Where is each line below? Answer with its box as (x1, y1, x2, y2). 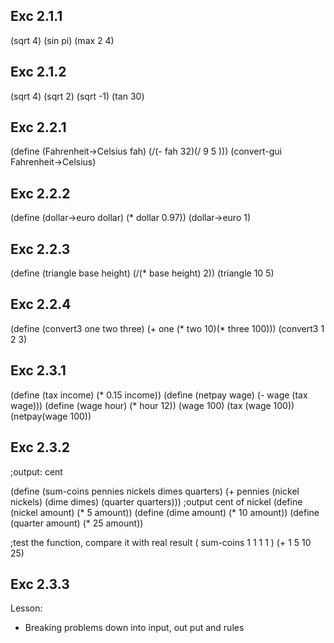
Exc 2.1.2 (10, 64, 67, 81)
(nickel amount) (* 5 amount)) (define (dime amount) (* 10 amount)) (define (10, 506, 320, 518)
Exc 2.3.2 (10, 439, 70, 456)
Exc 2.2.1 (10, 119, 67, 136)
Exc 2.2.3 (10, 240, 71, 258)
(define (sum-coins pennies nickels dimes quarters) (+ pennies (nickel (10, 485, 300, 497)
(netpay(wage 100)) (10, 410, 92, 422)
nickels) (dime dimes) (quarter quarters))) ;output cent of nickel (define (10, 495, 303, 508)
